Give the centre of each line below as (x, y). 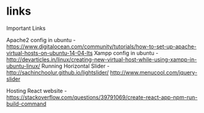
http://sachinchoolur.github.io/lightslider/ (57, 72)
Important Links (26, 28)
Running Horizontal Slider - (76, 66)
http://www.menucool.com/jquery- (153, 72)
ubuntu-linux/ (24, 66)
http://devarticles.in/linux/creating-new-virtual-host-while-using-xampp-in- (102, 59)
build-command (27, 104)
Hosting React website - (37, 90)
